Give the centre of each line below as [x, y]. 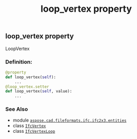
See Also [17, 109]
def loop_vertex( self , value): [39, 91]
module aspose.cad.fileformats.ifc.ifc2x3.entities [70, 120]
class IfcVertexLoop [34, 131]
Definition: [19, 62]
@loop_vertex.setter [27, 87]
